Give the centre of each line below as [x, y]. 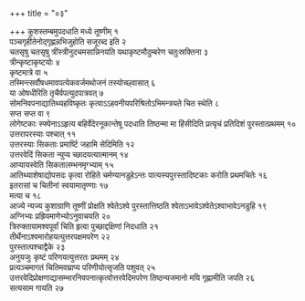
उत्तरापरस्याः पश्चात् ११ [42, 134]
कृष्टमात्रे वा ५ [29, 73]
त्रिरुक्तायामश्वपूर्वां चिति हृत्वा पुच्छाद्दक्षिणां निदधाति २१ [84, 226]
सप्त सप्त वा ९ [30, 114]
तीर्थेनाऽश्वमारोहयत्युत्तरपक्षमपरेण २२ [60, 237]
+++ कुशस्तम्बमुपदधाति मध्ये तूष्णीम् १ [64, 31]
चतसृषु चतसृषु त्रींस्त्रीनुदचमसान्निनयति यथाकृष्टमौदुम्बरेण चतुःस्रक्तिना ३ [109, 52]
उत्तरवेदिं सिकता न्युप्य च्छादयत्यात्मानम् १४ [69, 155]
